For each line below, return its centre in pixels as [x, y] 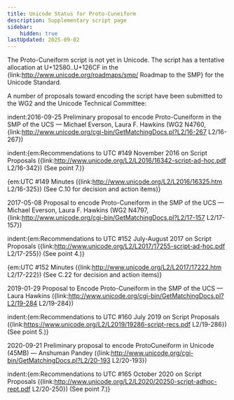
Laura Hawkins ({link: [38, 296]
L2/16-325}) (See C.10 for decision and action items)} [84, 189]
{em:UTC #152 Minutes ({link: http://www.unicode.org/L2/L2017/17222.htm [115, 267]
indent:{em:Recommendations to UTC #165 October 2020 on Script [104, 374]
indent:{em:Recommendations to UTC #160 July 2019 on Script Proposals [113, 317]
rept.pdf [19, 389]
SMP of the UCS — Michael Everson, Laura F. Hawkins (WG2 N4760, [107, 124]
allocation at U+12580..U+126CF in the [63, 67]
